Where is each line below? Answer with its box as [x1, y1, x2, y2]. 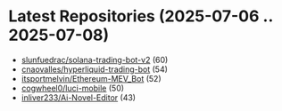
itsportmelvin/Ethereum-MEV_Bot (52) [21, 73, 162, 83]
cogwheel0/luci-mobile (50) [21, 83, 125, 93]
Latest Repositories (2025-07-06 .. [8, 6, 273, 27]
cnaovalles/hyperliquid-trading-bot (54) [21, 64, 169, 75]
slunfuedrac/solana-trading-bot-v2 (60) [21, 54, 169, 65]
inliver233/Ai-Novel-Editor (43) [21, 91, 136, 103]
